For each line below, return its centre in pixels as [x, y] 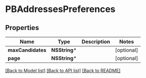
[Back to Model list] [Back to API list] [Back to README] [63, 70]
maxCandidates [27, 50]
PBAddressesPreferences [60, 9]
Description [96, 42]
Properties [22, 28]
